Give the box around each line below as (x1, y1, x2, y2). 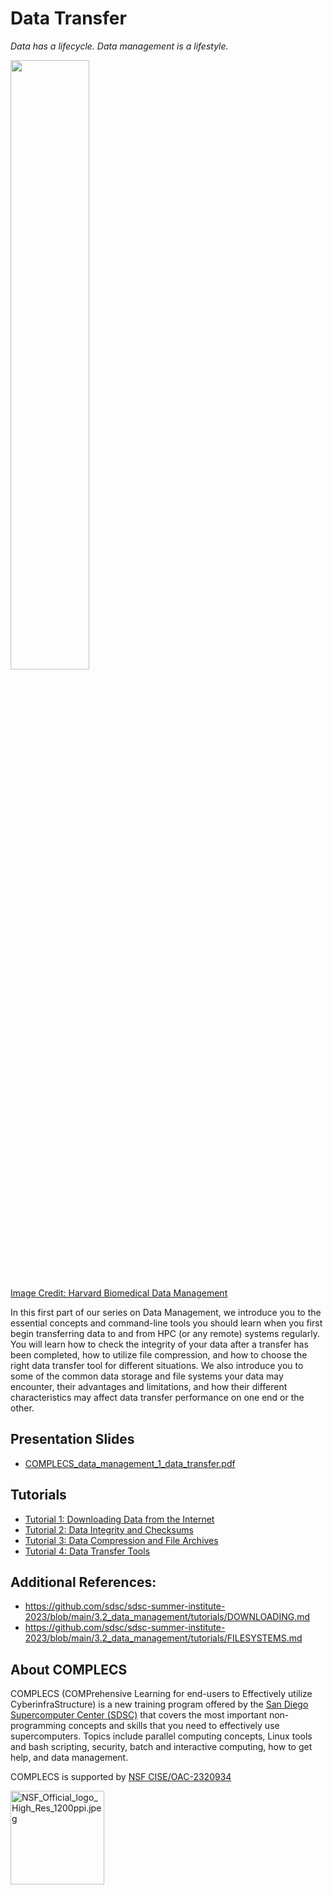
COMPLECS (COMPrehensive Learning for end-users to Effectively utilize (10, 1688, 313, 1700)
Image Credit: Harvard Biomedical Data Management (10, 1287, 228, 1299)
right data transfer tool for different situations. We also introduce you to (10, 1359, 304, 1371)
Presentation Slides (10, 1431, 135, 1448)
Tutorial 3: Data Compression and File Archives (24, 1534, 219, 1546)
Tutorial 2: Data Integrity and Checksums (24, 1523, 194, 1536)
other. (10, 1402, 35, 1414)
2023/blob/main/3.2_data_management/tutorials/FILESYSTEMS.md (24, 1632, 303, 1644)
